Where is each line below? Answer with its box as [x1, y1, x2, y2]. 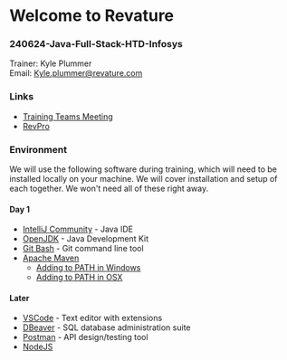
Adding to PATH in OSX [35, 272, 123, 283]
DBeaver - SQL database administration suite [22, 322, 191, 333]
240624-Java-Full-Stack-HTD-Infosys [9, 38, 183, 51]
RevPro [22, 120, 50, 131]
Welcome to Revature [9, 5, 175, 26]
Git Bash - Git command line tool [22, 243, 144, 254]
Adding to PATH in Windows [35, 262, 141, 273]
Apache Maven [22, 252, 80, 263]
